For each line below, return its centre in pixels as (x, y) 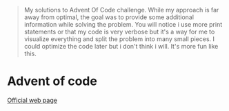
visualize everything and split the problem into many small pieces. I (119, 39)
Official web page (32, 100)
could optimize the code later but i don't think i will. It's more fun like (121, 46)
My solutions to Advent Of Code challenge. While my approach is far (121, 10)
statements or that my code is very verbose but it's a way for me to (119, 32)
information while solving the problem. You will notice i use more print (123, 24)
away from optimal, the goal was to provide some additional (109, 17)
